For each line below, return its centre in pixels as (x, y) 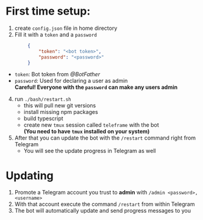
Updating (30, 176)
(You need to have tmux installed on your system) (87, 132)
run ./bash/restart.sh (43, 99)
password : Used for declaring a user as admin (71, 81)
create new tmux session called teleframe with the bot (91, 125)
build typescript (43, 119)
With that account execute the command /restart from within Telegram (105, 204)
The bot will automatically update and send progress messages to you (103, 211)
